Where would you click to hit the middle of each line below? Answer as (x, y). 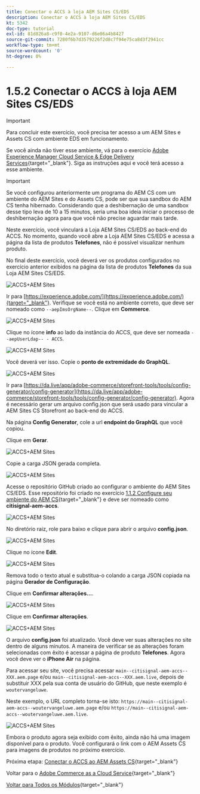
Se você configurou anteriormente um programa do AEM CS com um (91, 192)
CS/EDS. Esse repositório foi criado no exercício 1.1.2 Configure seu (89, 493)
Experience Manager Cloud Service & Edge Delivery (70, 156)
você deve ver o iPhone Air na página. (53, 659)
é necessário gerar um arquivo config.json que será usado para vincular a (97, 404)
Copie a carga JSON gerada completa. (54, 463)
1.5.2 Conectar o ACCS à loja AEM (92, 91)
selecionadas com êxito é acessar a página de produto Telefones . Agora (96, 652)
